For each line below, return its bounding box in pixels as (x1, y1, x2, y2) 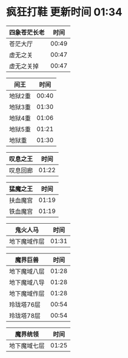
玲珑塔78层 (9, 311, 41, 320)
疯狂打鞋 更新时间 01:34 (6, 5, 123, 19)
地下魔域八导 (9, 278, 45, 286)
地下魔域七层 (9, 341, 45, 350)
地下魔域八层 (9, 267, 45, 275)
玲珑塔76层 (9, 300, 41, 308)
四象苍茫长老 (9, 28, 45, 36)
